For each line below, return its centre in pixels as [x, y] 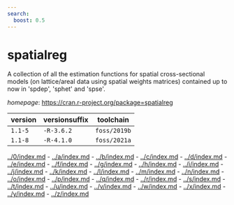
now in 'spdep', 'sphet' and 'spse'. [57, 89]
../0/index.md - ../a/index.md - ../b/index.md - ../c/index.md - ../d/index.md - [117, 157]
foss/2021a [113, 140]
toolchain [113, 120]
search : [19, 14]
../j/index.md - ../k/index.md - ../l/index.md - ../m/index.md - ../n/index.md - [116, 171]
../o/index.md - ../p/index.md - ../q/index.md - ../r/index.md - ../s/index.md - [116, 179]
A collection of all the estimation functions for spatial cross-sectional [106, 74]
